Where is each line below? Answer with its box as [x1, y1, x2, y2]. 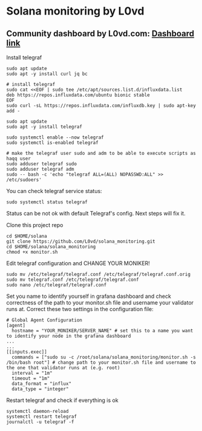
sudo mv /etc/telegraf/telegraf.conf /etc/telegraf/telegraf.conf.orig [6, 271, 191, 277]
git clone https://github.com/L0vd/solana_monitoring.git [6, 239, 155, 245]
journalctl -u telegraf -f [6, 419, 74, 425]
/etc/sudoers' [6, 177, 42, 183]
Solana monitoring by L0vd [6, 4, 145, 18]
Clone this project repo [6, 222, 64, 228]
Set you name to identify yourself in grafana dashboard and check [6, 292, 171, 300]
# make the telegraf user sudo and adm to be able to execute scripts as [6, 150, 197, 156]
